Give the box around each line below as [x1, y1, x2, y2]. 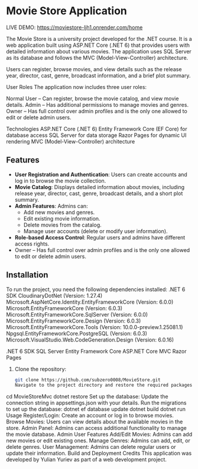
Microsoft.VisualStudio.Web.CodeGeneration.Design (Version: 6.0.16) [6, 336, 174, 343]
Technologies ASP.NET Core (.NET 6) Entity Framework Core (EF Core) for [6, 125, 187, 132]
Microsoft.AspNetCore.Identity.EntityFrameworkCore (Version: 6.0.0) [6, 298, 174, 305]
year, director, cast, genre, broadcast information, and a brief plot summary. [6, 72, 191, 79]
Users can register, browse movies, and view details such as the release [6, 65, 182, 72]
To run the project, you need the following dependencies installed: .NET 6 [6, 286, 186, 293]
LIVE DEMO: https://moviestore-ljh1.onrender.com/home [6, 24, 143, 31]
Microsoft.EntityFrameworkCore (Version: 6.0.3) [6, 304, 123, 312]
